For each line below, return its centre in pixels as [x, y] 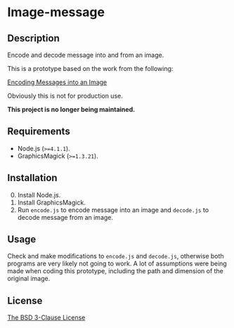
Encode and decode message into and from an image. [86, 55]
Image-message [56, 12]
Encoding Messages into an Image [57, 82]
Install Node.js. [39, 195]
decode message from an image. [65, 217]
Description [33, 38]
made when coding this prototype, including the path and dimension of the [115, 271]
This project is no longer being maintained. [71, 109]
